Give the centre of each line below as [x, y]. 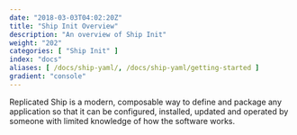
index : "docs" [36, 59]
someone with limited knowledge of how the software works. [122, 121]
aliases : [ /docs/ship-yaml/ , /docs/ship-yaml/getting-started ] [134, 68]
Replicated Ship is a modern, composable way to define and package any [145, 102]
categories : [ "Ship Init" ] [64, 51]
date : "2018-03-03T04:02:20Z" [66, 18]
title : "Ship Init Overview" [64, 26]
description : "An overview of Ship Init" [88, 34]
